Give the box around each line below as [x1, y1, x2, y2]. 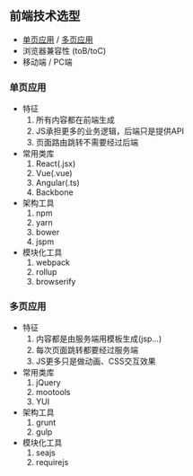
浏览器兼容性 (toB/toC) [22, 45, 107, 56]
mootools [35, 387, 71, 398]
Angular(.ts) [35, 178, 80, 189]
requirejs [35, 457, 69, 468]
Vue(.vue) [35, 168, 74, 179]
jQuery [35, 377, 61, 388]
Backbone [35, 187, 74, 198]
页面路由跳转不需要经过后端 [35, 137, 139, 148]
